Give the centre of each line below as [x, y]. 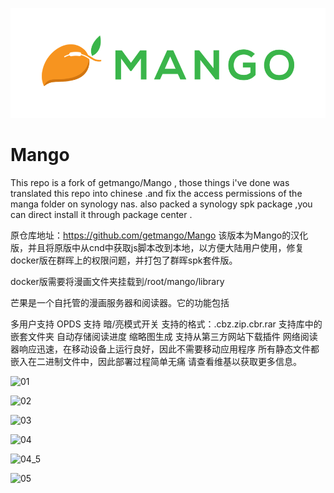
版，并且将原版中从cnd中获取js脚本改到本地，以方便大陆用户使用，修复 [157, 248]
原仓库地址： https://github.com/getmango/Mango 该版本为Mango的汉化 [159, 235]
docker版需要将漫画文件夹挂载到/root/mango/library [117, 282]
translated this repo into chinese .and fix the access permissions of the [156, 194]
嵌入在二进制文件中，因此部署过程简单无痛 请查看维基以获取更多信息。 [156, 362]
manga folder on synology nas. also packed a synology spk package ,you [161, 204]
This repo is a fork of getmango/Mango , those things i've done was [150, 183]
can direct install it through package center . [101, 215]
